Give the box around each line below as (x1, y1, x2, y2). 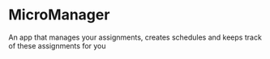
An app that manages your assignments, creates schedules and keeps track (8, 32, 262, 42)
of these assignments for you (8, 40, 107, 50)
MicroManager (8, 6, 110, 24)
